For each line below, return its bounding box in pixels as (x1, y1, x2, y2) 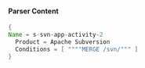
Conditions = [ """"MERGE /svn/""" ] (15, 45, 139, 53)
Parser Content (8, 6, 59, 16)
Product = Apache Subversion (15, 38, 111, 46)
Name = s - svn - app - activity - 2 (8, 31, 103, 39)
